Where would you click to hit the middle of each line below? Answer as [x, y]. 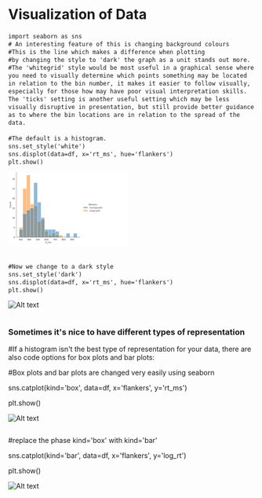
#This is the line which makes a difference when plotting [107, 52]
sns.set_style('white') [47, 146]
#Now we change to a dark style [61, 266]
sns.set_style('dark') [45, 274]
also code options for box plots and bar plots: [82, 357]
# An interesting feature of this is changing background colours [119, 44]
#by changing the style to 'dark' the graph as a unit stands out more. [129, 60]
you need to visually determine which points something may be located [127, 75]
